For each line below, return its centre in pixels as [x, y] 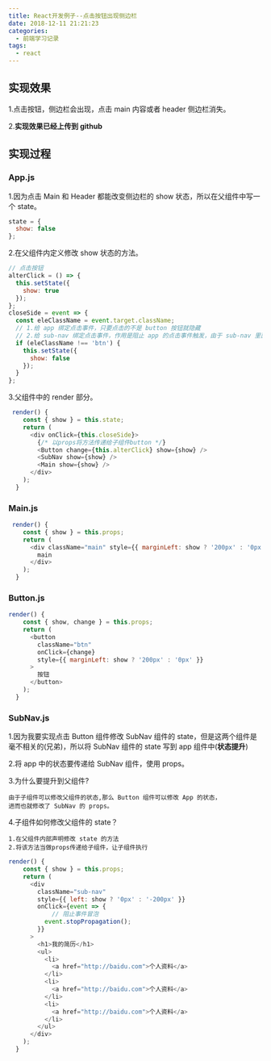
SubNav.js [29, 717]
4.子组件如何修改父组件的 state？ [63, 822]
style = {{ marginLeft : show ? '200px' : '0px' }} [121, 660]
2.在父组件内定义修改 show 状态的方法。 [75, 253]
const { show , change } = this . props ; [88, 622]
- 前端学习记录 [38, 38]
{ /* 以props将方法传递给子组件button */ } [102, 442]
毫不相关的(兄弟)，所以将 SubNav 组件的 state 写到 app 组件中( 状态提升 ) [128, 746]
